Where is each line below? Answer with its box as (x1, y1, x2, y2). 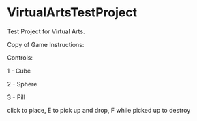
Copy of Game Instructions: (7, 40, 85, 48)
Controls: (7, 53, 33, 62)
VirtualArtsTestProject (7, 5, 138, 20)
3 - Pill (7, 93, 26, 101)
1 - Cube (7, 67, 31, 75)
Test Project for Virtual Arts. (7, 27, 85, 35)
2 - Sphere (7, 80, 37, 88)
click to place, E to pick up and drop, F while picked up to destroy (7, 106, 191, 114)
